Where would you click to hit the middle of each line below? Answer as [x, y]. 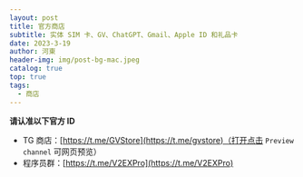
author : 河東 [33, 52]
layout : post [34, 18]
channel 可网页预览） [62, 152]
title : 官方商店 [37, 26]
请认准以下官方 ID [42, 121]
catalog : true [36, 69]
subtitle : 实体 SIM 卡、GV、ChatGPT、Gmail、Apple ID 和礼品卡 [124, 34]
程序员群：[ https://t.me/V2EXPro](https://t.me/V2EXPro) [128, 162]
